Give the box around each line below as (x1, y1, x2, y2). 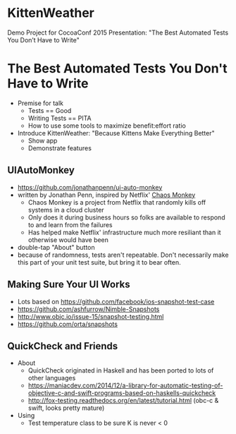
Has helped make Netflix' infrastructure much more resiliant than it (27, 228, 221, 236)
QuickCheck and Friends (7, 340, 118, 352)
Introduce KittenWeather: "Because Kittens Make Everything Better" (17, 128, 215, 137)
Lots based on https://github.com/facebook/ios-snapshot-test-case (17, 297, 215, 306)
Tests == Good (27, 106, 72, 114)
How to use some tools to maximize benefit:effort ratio (27, 121, 187, 130)
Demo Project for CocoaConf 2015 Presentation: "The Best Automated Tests (7, 28, 229, 37)
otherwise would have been (27, 235, 109, 244)
